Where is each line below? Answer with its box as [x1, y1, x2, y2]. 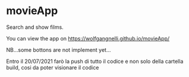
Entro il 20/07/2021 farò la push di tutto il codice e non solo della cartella [6, 58, 184, 65]
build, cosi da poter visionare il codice [6, 63, 99, 71]
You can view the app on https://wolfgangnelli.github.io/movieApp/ [6, 35, 170, 42]
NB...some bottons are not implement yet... [6, 46, 111, 53]
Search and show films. [6, 24, 64, 31]
